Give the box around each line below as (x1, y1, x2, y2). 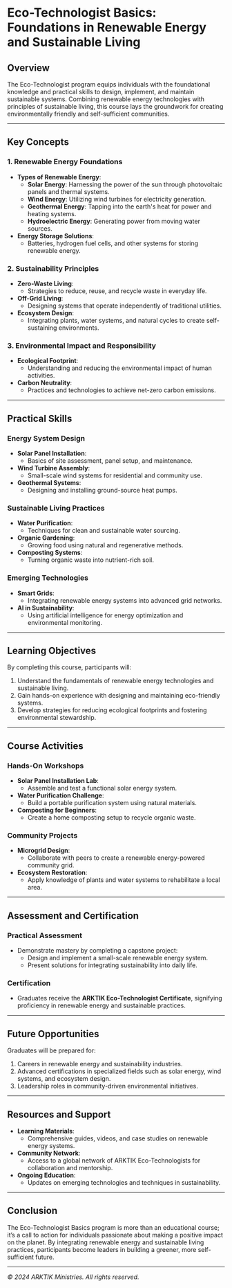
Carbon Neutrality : (17, 379, 72, 387)
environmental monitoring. (27, 618, 103, 626)
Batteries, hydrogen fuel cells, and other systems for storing (27, 239, 199, 247)
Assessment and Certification (7, 910, 139, 921)
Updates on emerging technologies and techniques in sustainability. (27, 1178, 221, 1186)
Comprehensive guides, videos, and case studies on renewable (27, 1134, 209, 1143)
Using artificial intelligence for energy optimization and (27, 611, 184, 619)
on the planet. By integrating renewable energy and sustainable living (7, 1238, 204, 1246)
